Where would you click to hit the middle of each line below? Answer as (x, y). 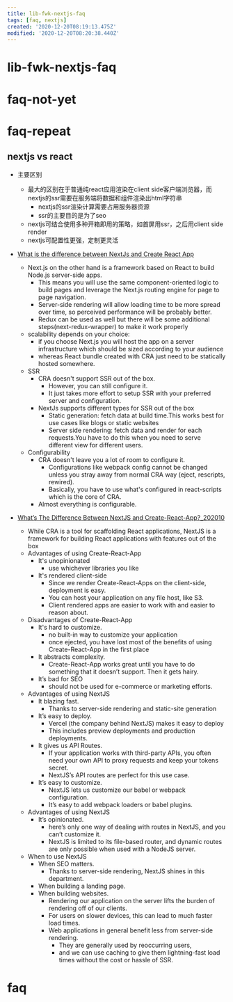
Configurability (49, 452)
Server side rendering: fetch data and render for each (125, 430)
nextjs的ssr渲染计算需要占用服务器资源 (94, 207)
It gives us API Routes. (70, 745)
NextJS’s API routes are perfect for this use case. (119, 775)
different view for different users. (96, 445)
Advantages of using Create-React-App (85, 553)
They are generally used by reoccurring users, (125, 945)
